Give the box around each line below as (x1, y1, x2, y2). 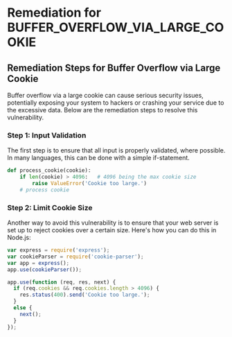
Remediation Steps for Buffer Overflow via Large (7, 62, 221, 74)
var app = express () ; (7, 259, 70, 266)
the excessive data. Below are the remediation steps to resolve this (7, 106, 198, 114)
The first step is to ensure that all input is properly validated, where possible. (7, 146, 226, 155)
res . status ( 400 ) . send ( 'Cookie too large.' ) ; (19, 291, 150, 299)
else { (13, 304, 33, 311)
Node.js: (7, 234, 31, 242)
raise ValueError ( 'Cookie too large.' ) (32, 180, 148, 187)
